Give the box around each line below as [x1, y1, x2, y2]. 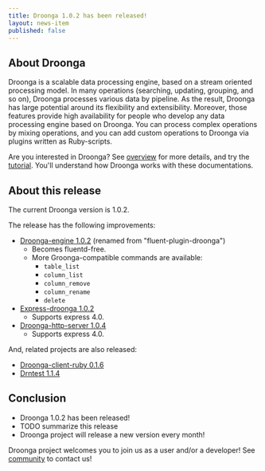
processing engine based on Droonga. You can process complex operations [8, 120, 258, 129]
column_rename [43, 288, 91, 296]
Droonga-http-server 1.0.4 [19, 321, 107, 330]
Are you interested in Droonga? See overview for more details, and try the [8, 152, 250, 162]
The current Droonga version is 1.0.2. [8, 205, 130, 214]
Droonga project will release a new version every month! [19, 429, 205, 439]
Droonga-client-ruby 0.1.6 [19, 360, 104, 370]
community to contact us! [8, 453, 92, 463]
